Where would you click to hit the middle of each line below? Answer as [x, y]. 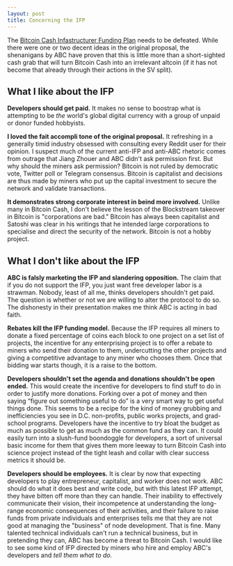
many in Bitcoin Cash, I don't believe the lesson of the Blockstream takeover [116, 209]
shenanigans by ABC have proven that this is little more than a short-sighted [116, 55]
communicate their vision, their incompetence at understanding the [104, 503]
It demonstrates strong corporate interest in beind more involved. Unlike [114, 202]
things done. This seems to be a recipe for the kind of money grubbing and [115, 408]
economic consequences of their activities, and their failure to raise [122, 511]
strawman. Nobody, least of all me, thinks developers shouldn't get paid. [111, 293]
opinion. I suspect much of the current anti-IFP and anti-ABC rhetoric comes [116, 151]
